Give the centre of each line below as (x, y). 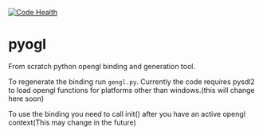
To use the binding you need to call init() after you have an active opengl (127, 114)
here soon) (26, 98)
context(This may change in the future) (73, 122)
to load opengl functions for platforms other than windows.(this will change (131, 90)
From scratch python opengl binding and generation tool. (102, 66)
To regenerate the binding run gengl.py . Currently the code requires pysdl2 (131, 81)
